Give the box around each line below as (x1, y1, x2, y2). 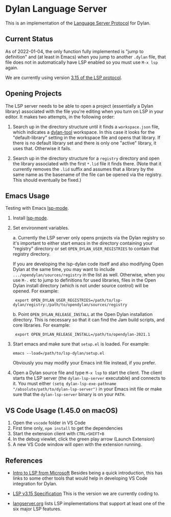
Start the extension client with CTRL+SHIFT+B (12, 431, 105, 437)
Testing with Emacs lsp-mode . (5, 205, 69, 211)
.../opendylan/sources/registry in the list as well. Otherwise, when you (12, 272, 165, 278)
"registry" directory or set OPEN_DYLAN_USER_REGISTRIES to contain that (12, 245, 159, 252)
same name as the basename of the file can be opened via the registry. (12, 171, 163, 178)
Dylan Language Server (5, 3, 107, 15)
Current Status (5, 35, 54, 43)
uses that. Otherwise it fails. (12, 145, 71, 151)
